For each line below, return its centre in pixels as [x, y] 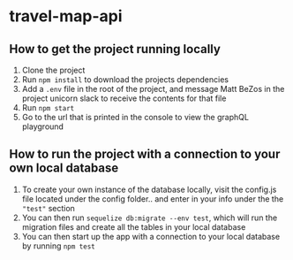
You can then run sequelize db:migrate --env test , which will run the [150, 218]
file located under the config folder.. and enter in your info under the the [153, 199]
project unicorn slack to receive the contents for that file [124, 98]
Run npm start [48, 107]
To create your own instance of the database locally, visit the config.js [149, 189]
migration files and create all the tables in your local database [134, 226]
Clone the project [53, 70]
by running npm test [58, 246]
